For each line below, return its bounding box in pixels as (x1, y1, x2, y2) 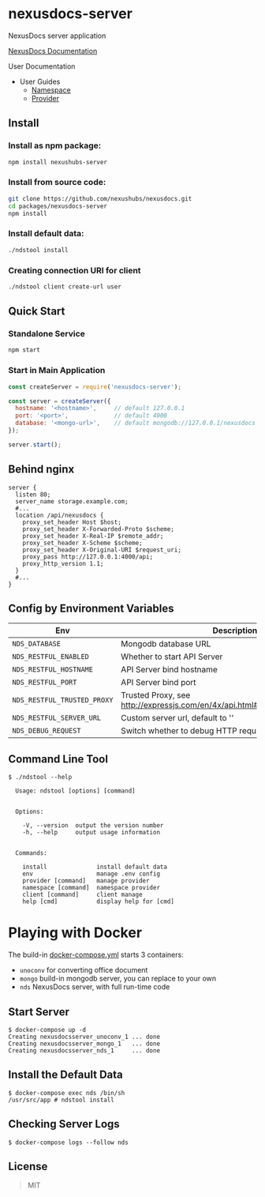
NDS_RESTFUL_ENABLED (12, 653, 89, 661)
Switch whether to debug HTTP (121, 725, 238, 736)
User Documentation (8, 61, 76, 71)
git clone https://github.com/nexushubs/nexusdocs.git (8, 194, 192, 202)
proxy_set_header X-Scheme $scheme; (22, 539, 144, 547)
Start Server (8, 1005, 69, 1018)
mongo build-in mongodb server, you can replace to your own (19, 973, 217, 984)
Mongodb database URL (121, 638, 211, 649)
